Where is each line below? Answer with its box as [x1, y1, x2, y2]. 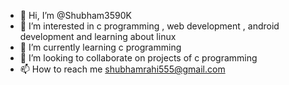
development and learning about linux [19, 31, 177, 42]
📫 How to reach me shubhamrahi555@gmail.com [19, 63, 226, 75]
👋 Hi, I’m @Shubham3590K [19, 10, 132, 21]
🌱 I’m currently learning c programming [19, 41, 182, 53]
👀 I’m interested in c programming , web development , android [19, 20, 280, 32]
